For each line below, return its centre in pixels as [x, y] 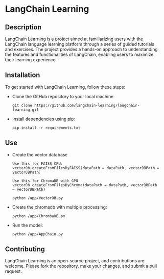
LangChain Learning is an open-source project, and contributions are [75, 261]
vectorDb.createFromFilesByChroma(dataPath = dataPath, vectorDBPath [85, 185]
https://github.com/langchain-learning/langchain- [87, 105]
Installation [23, 75]
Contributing [25, 249]
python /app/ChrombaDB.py [38, 216]
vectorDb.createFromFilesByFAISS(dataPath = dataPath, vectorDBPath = [86, 168]
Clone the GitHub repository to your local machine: [63, 96]
